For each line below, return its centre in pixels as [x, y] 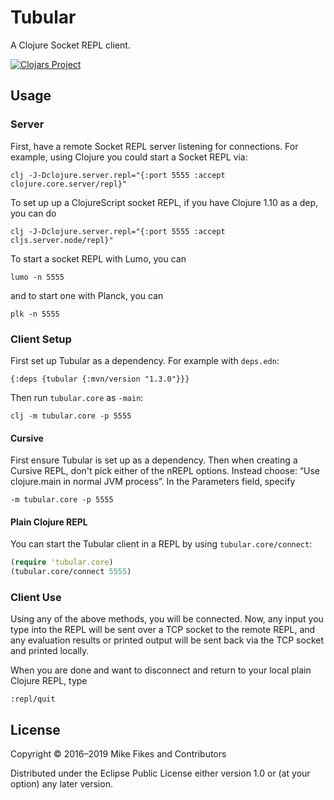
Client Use [36, 597]
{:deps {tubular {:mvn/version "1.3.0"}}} [100, 379]
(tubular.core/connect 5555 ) [71, 572]
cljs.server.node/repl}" [62, 240]
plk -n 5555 [35, 314]
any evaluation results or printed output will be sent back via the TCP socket [167, 640]
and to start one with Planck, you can [87, 295]
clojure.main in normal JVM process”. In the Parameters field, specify [153, 482]
